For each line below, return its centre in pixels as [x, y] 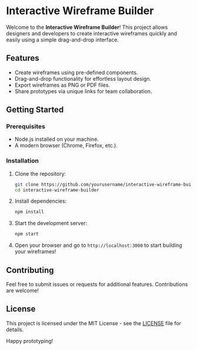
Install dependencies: [41, 201]
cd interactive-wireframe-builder [57, 190]
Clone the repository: [40, 174]
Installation [23, 161]
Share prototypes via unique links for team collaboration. [83, 91]
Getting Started [35, 110]
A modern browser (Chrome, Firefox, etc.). [66, 146]
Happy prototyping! [30, 341]
